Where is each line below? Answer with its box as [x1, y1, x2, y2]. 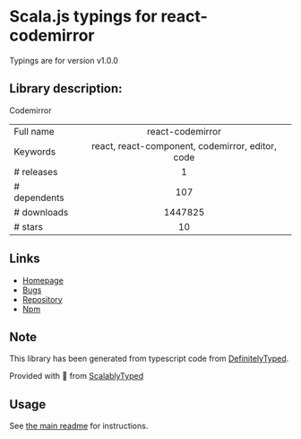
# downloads [13, 206, 69, 218]
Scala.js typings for [9, 6, 158, 27]
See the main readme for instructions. [9, 420, 149, 432]
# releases [13, 165, 58, 178]
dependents [13, 191, 64, 204]
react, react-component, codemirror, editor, [90, 139, 278, 152]
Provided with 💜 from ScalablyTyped [9, 371, 144, 382]
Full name [13, 125, 56, 137]
